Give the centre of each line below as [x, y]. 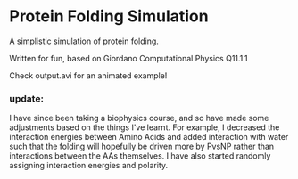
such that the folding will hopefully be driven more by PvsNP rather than [142, 146]
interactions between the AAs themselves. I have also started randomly [140, 156]
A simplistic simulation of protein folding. [84, 41]
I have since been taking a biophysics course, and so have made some [139, 118]
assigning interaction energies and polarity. [88, 166]
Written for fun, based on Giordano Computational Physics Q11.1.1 [128, 58]
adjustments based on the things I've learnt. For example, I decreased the [145, 127]
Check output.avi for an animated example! [88, 75]
